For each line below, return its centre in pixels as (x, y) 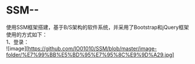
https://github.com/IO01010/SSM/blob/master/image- (93, 48)
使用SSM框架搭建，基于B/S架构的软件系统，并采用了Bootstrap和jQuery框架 (97, 27)
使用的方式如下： (27, 34)
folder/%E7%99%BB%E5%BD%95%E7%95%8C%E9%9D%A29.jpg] (90, 55)
